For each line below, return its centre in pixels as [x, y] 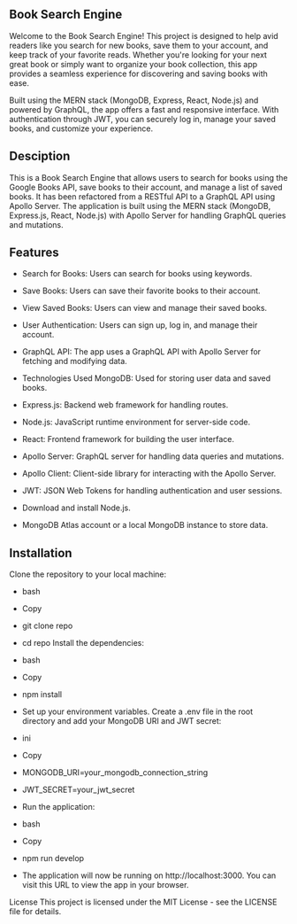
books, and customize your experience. [81, 128]
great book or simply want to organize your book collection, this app [133, 64]
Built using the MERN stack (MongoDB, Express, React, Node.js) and [134, 100]
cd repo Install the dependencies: [83, 643]
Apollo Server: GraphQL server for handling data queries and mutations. [153, 456]
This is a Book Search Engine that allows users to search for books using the [148, 177]
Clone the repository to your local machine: [88, 574]
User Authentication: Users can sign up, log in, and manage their [140, 325]
